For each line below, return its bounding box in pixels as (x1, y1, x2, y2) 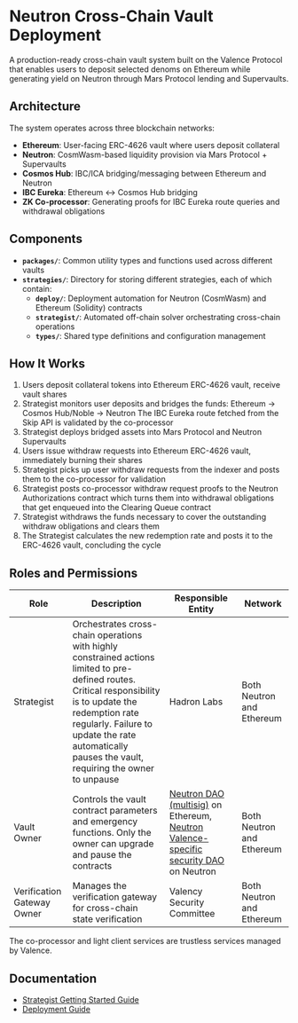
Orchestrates (72, 618, 127, 631)
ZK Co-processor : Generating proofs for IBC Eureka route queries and (21, 196, 280, 207)
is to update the (72, 696, 137, 708)
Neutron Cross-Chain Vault (9, 6, 214, 27)
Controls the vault (72, 793, 146, 806)
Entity (188, 603, 215, 616)
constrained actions (72, 651, 155, 664)
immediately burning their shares (21, 455, 144, 466)
